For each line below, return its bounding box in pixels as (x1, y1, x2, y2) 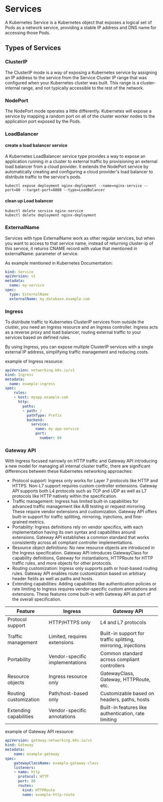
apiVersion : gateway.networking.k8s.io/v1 (5, 738, 92, 743)
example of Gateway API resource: (5, 729, 74, 735)
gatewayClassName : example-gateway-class (14, 761, 98, 766)
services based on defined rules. (5, 334, 71, 340)
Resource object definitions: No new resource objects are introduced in (12, 545, 155, 551)
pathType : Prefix (26, 413, 62, 418)
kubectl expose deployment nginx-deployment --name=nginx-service (5, 184, 142, 188)
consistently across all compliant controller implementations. (12, 540, 133, 546)
